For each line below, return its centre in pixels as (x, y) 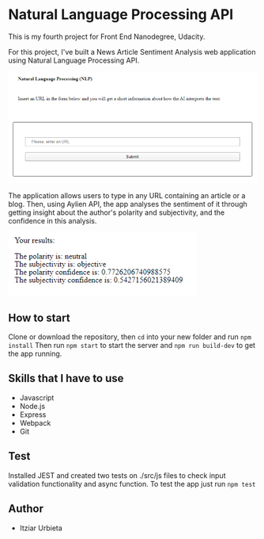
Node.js (32, 406)
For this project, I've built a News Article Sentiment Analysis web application (132, 52)
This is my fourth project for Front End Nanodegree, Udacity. (107, 36)
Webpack (35, 422)
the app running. (35, 354)
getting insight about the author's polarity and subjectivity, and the (117, 212)
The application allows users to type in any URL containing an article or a (127, 196)
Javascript (37, 397)
